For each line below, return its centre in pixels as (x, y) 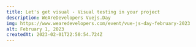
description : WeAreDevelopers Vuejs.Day (59, 18)
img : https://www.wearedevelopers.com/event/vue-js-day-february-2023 (98, 23)
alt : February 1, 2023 (35, 29)
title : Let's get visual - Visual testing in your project (83, 12)
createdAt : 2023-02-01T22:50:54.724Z (55, 35)
